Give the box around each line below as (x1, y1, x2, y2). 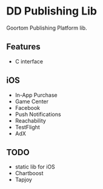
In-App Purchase (15, 91, 58, 98)
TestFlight (15, 123, 41, 130)
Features (6, 42, 41, 52)
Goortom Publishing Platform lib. (6, 24, 87, 31)
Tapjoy (15, 176, 32, 184)
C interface (15, 57, 44, 65)
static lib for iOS (15, 163, 56, 170)
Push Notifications (15, 111, 62, 118)
